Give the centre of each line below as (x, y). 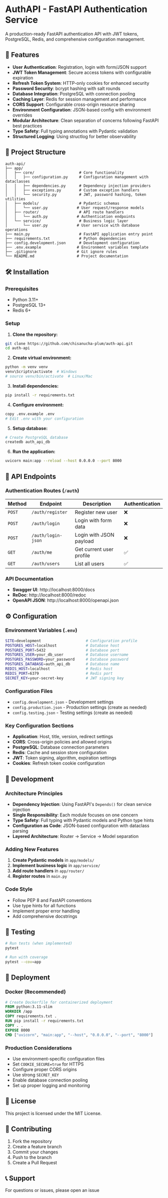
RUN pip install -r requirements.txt (44, 1021)
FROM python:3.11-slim (29, 1007)
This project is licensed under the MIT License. (53, 1113)
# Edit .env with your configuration (44, 418)
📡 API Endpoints (31, 476)
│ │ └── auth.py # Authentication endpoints (70, 216)
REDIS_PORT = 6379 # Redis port (59, 673)
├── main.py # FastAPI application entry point (79, 234)
